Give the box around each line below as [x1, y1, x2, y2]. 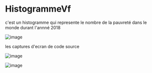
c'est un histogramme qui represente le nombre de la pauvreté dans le [5, 19, 147, 25]
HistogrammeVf [5, 3, 71, 15]
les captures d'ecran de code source [5, 43, 79, 49]
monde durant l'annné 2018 [5, 24, 61, 30]
